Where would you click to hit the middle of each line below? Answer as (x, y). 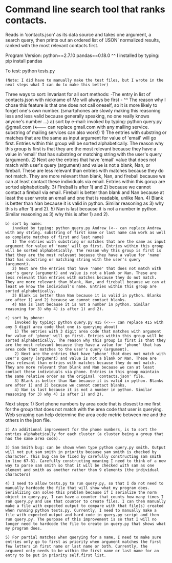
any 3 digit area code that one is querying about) (61, 327)
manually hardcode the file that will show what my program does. (78, 488)
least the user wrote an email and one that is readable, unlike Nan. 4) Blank (84, 198)
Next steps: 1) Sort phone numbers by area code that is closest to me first (83, 403)
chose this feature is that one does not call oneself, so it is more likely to (81, 105)
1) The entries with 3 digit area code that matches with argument (88, 331)
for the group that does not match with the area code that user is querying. (84, 409)
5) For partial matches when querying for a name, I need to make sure (83, 537)
